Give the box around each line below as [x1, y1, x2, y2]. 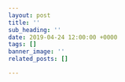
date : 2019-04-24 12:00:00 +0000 [8, 33, 118, 41]
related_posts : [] [8, 55, 68, 63]
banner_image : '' [8, 48, 65, 55]
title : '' [8, 19, 41, 27]
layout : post [8, 11, 51, 20]
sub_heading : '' [8, 26, 61, 34]
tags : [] [8, 41, 37, 48]
